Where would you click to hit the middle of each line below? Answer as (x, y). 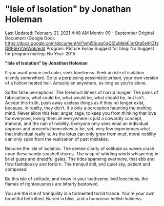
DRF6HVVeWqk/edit (25, 48)
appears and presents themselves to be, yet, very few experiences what (78, 128)
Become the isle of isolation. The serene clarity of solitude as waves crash (80, 148)
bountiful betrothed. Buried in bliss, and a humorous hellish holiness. (74, 198)
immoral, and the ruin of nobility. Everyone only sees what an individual (77, 124)
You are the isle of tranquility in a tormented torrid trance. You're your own (80, 193)
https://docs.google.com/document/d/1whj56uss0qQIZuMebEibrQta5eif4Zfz (82, 43)
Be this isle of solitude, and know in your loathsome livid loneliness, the (77, 179)
